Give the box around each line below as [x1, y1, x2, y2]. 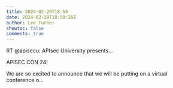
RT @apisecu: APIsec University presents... [6, 47, 114, 54]
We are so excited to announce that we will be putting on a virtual [6, 70, 168, 77]
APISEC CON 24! [6, 59, 48, 66]
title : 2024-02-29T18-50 [6, 8, 68, 15]
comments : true [6, 31, 44, 37]
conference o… [6, 77, 44, 84]
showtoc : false [6, 25, 44, 32]
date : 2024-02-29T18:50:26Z [6, 14, 77, 20]
